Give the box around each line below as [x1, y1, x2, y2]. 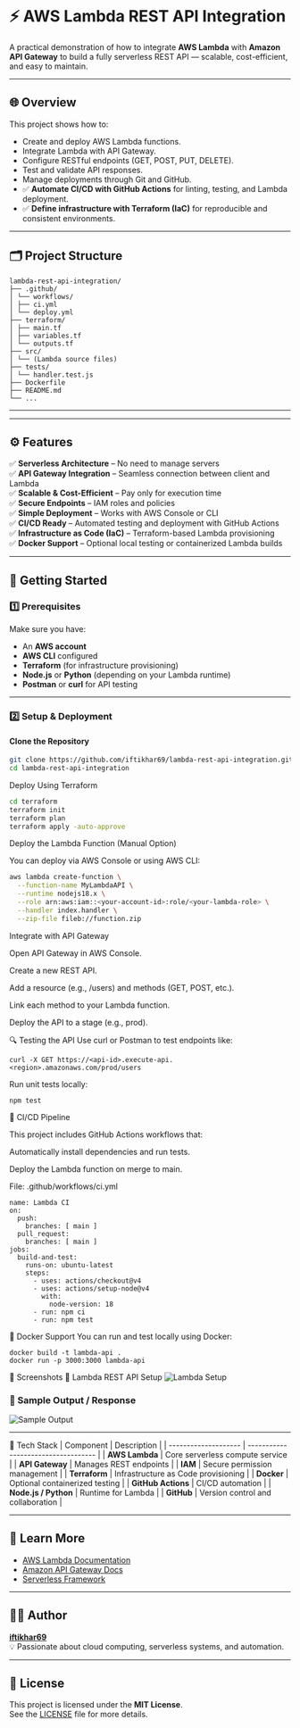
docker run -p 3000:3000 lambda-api [9, 1356, 146, 1365]
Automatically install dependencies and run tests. [9, 1146, 190, 1157]
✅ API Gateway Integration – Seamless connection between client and [9, 469, 271, 479]
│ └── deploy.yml [9, 308, 74, 317]
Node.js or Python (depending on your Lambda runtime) [21, 669, 231, 680]
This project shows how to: [9, 119, 109, 129]
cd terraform [9, 797, 58, 806]
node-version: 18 [48, 1300, 114, 1308]
